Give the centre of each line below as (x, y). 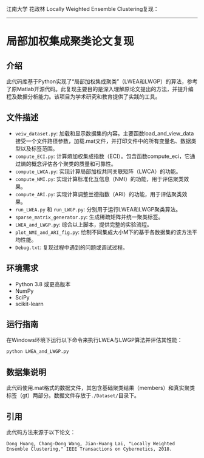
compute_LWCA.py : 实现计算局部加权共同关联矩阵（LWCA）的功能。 (98, 171)
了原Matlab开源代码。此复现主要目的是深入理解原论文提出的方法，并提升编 (100, 89)
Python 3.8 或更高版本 (43, 284)
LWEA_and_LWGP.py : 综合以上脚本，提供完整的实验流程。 (84, 224)
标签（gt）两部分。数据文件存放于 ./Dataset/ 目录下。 (73, 395)
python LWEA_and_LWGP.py (38, 352)
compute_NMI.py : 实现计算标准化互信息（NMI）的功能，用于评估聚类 (99, 179)
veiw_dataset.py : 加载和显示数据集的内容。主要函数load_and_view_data (104, 133)
